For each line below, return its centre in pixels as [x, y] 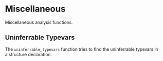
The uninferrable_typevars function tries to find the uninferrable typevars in [81, 49]
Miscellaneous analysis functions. [39, 22]
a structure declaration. [28, 54]
